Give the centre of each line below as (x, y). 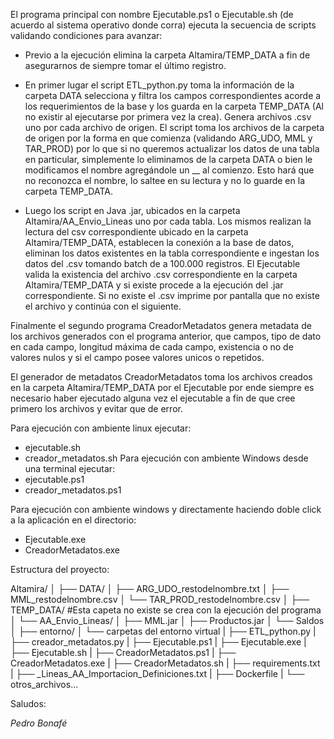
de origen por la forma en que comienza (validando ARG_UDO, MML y (168, 138)
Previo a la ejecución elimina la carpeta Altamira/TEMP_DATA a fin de (167, 55)
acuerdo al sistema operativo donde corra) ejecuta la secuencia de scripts (163, 25)
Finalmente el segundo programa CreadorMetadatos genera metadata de (161, 325)
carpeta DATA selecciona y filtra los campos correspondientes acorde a (173, 95)
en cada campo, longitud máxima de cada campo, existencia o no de (152, 347)
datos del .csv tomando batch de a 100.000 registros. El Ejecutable (162, 263)
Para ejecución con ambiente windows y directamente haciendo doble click (166, 509)
